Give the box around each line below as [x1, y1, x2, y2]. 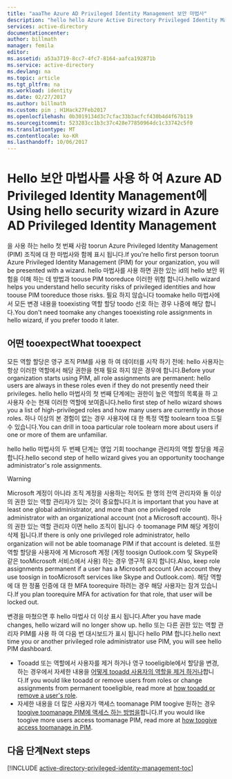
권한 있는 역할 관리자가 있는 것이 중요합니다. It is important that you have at [14, 497, 219, 506]
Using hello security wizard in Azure [7, 203, 220, 219]
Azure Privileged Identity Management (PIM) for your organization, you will [7, 258, 220, 266]
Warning [7, 475, 31, 483]
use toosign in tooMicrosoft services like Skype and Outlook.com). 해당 [7, 572, 209, 581]
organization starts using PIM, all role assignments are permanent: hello [7, 374, 211, 382]
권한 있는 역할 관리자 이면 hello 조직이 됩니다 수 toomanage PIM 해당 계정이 [14, 522, 220, 530]
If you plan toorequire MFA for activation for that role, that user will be [14, 589, 213, 598]
